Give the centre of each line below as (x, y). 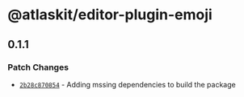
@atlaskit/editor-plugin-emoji (110, 15)
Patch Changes (38, 67)
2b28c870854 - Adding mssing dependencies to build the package (127, 84)
